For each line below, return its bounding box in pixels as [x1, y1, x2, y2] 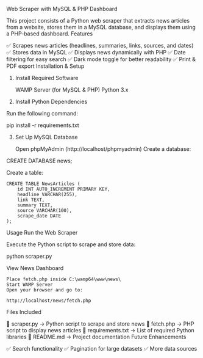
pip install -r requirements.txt [6, 122, 79, 129]
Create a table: [6, 169, 44, 176]
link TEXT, [17, 197, 45, 203]
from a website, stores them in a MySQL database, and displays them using [6, 24, 196, 31]
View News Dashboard [6, 265, 64, 271]
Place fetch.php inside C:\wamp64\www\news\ [6, 276, 121, 282]
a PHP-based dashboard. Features [6, 30, 93, 37]
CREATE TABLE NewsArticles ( [6, 181, 80, 187]
